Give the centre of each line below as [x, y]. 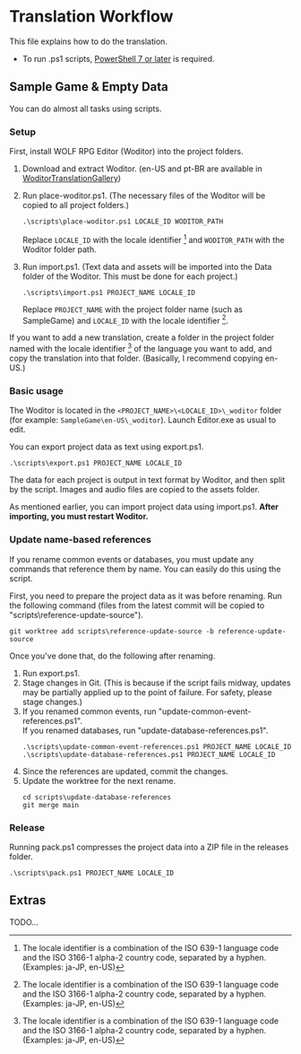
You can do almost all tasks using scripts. [86, 109]
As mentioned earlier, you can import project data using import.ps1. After [144, 507]
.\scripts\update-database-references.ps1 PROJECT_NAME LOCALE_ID [149, 754]
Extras [28, 900]
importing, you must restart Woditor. [79, 517]
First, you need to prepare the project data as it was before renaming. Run [146, 596]
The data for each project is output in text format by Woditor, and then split [147, 480]
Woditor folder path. [59, 249]
